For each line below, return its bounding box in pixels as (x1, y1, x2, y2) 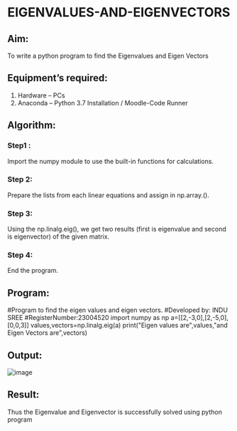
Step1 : (7, 140, 31, 150)
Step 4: (7, 250, 33, 260)
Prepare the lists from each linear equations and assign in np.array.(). (7, 190, 209, 199)
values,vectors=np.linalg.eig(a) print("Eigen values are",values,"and (31, 321, 228, 330)
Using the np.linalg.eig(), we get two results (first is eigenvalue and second (7, 225, 227, 234)
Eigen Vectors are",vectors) (7, 328, 87, 337)
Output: (7, 349, 43, 361)
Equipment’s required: (7, 72, 108, 84)
